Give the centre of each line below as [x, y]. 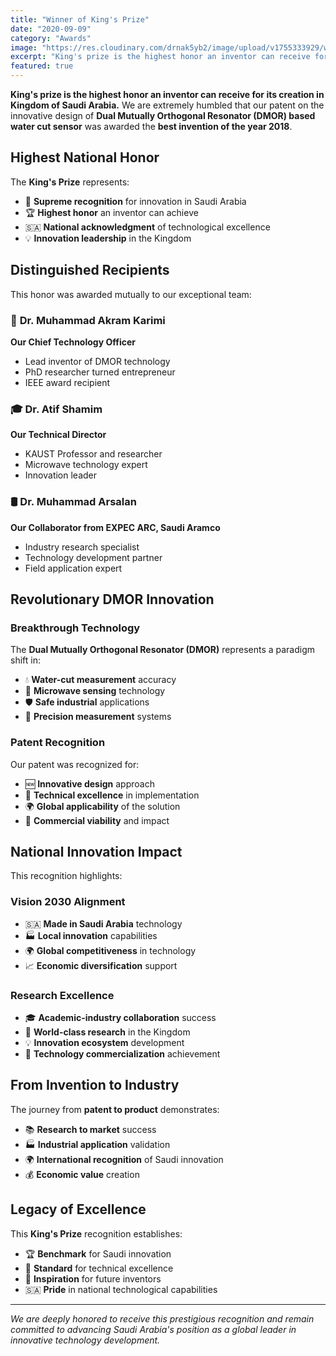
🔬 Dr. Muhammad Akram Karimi [88, 320]
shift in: [25, 660]
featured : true [42, 66]
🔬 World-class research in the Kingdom [107, 1032]
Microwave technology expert [86, 465]
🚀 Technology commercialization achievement [122, 1053]
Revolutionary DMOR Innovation [112, 599]
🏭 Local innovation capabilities [91, 935]
